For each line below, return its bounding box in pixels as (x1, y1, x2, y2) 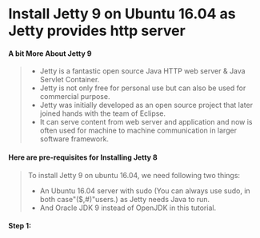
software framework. (39, 134, 110, 144)
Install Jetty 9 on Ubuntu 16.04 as (8, 5, 236, 23)
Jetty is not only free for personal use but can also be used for (39, 83, 246, 93)
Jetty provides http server (8, 22, 186, 40)
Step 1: (8, 221, 32, 231)
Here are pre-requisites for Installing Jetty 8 (8, 153, 158, 162)
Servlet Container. (39, 75, 100, 85)
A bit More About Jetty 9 (8, 49, 92, 58)
